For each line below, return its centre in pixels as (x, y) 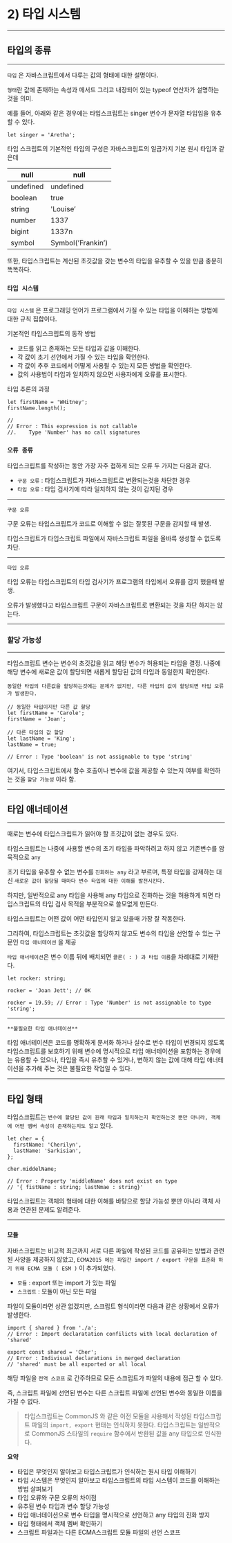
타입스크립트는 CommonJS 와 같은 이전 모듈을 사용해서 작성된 (108, 1416)
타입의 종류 (29, 50)
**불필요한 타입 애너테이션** (42, 1029)
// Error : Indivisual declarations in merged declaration (94, 1358)
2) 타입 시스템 (44, 14)
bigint (20, 231)
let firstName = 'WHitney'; (48, 403)
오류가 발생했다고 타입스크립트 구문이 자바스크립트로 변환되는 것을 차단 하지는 (112, 605)
